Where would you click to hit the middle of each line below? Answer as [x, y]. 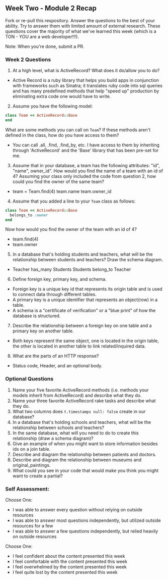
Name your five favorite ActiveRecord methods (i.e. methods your [80, 390]
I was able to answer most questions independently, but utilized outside [87, 520]
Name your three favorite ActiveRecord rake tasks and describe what [84, 401]
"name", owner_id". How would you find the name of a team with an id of [88, 171]
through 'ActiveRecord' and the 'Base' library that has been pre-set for [86, 150]
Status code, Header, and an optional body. [57, 366]
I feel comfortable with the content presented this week [70, 562]
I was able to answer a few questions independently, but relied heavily [85, 531]
